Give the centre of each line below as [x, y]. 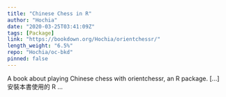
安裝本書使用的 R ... [35, 87]
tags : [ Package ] [31, 33]
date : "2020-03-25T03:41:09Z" [51, 26]
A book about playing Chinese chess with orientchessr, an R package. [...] [113, 78]
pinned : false [28, 59]
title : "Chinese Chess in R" [50, 14]
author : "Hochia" [32, 20]
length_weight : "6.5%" [40, 46]
